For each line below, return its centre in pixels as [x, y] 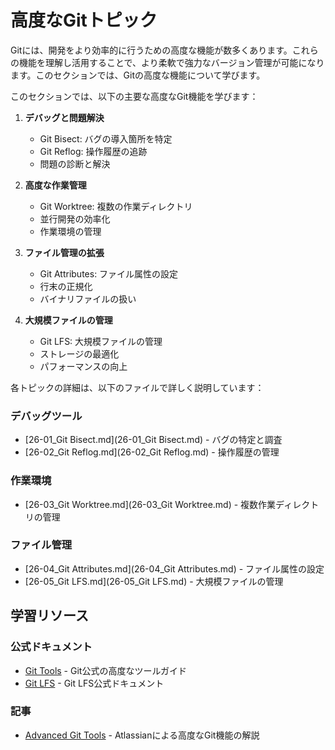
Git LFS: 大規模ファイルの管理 [101, 341]
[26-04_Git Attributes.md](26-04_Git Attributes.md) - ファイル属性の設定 [174, 568]
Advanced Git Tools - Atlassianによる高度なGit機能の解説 [142, 735]
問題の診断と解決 [75, 163]
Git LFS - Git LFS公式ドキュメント [94, 683]
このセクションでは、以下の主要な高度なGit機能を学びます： [134, 96]
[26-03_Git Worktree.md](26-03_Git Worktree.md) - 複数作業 [150, 504]
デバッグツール [46, 416]
